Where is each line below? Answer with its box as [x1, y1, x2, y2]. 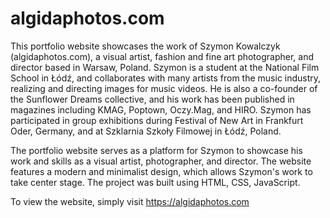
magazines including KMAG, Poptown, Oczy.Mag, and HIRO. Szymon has [10, 103, 312, 116]
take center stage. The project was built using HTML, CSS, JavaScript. [10, 176, 301, 188]
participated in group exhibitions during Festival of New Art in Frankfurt [10, 114, 304, 126]
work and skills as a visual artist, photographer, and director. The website [10, 155, 312, 167]
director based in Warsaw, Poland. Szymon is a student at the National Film [10, 61, 320, 73]
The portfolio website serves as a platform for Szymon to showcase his [10, 144, 303, 156]
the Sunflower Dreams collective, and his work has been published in [10, 93, 295, 105]
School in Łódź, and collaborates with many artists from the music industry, [10, 72, 322, 84]
